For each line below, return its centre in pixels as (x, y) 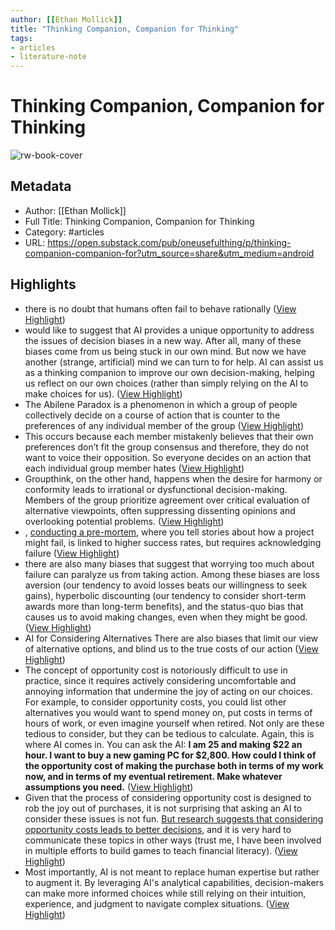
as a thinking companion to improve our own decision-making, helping (169, 372)
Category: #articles (64, 232)
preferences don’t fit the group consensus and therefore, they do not (167, 447)
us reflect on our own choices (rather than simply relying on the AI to (166, 383)
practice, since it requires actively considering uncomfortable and (160, 680)
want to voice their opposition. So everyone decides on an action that (168, 457)
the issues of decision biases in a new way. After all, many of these (163, 340)
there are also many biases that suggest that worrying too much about (169, 563)
